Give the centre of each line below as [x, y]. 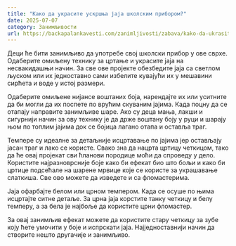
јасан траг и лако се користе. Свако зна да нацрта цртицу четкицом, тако [118, 148]
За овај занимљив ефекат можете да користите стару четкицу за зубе [113, 220]
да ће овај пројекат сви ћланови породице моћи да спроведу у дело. [111, 155]
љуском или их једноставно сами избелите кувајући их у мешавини [110, 76]
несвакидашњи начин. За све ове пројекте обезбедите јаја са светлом [114, 68]
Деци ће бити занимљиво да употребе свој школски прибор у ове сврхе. [118, 53]
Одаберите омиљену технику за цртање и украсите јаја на [96, 61]
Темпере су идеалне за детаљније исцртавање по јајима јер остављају [115, 141]
